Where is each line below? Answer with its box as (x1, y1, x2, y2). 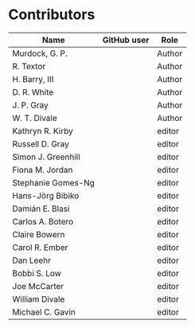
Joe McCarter (12, 280, 64, 291)
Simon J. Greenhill (12, 151, 81, 162)
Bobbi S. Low (12, 267, 62, 279)
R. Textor (12, 61, 46, 72)
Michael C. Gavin (12, 307, 76, 318)
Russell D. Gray (12, 138, 69, 149)
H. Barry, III (12, 73, 54, 84)
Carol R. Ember (12, 241, 68, 252)
